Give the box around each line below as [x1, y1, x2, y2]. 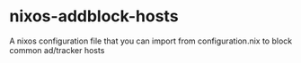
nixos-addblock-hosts [9, 6, 179, 27]
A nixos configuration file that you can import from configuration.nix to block [9, 35, 293, 46]
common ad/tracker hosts [9, 44, 105, 55]
